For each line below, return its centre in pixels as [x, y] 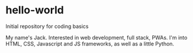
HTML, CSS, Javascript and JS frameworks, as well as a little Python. [90, 44]
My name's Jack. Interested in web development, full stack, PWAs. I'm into [96, 37]
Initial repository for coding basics [47, 26]
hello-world [35, 10]
